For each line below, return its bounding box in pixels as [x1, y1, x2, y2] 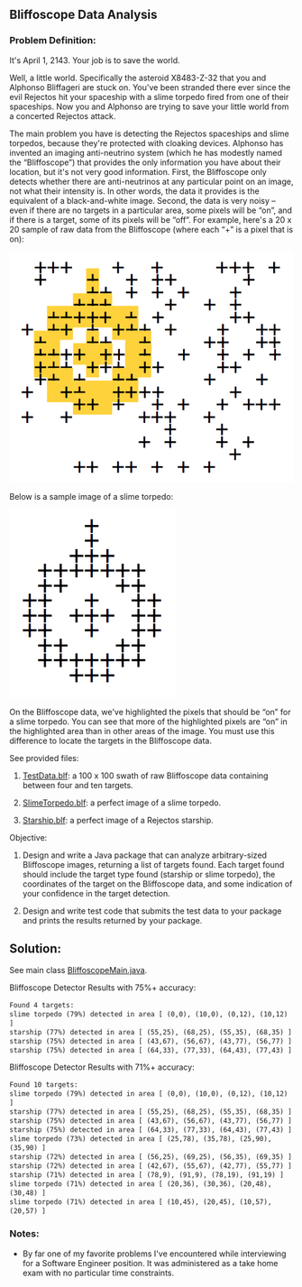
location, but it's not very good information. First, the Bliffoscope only [9, 166, 268, 177]
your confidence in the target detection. [22, 887, 170, 898]
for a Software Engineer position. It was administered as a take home [22, 1257, 279, 1268]
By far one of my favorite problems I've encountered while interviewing [22, 1248, 287, 1259]
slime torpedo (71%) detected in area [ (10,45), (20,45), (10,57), [9, 1198, 272, 1207]
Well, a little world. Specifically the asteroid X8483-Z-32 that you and [9, 72, 267, 83]
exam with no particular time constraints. [22, 1267, 174, 1278]
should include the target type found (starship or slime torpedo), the [22, 869, 276, 879]
